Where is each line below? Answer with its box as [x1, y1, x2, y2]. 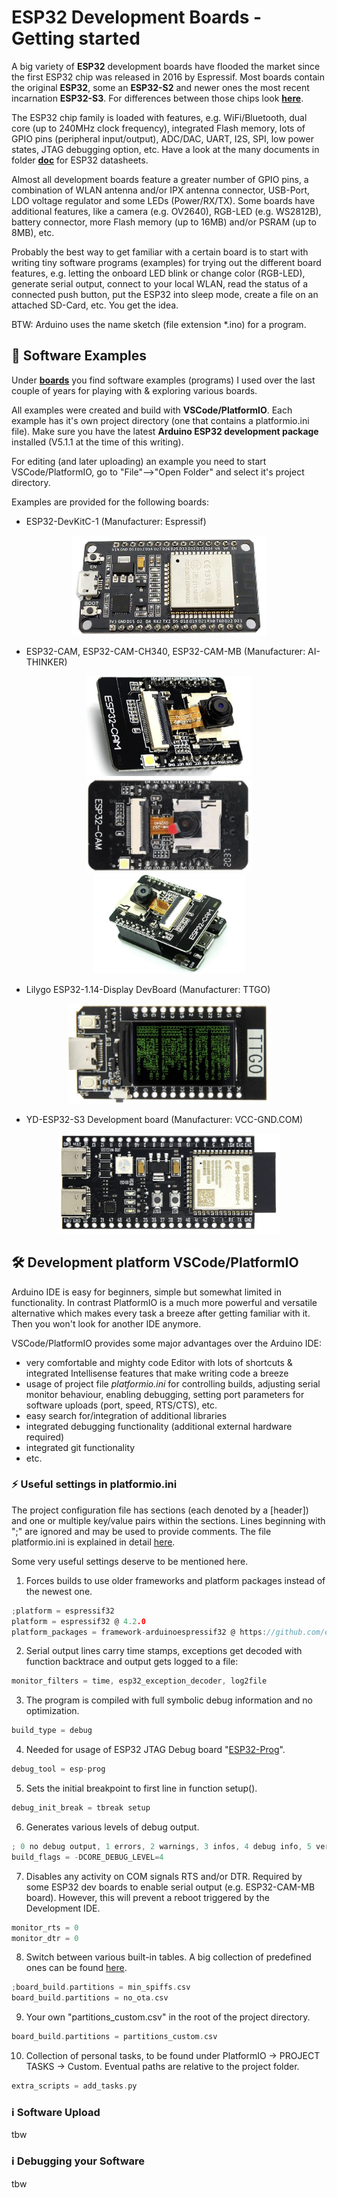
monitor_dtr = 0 [11, 1933, 79, 1943]
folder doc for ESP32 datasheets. [11, 154, 149, 166]
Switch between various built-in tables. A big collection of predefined [25, 1951, 312, 1963]
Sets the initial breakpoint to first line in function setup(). [25, 1782, 258, 1795]
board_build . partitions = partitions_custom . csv [11, 2032, 218, 2042]
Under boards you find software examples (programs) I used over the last [11, 374, 316, 386]
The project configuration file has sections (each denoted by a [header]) [11, 1504, 309, 1516]
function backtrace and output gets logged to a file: [25, 1656, 239, 1668]
